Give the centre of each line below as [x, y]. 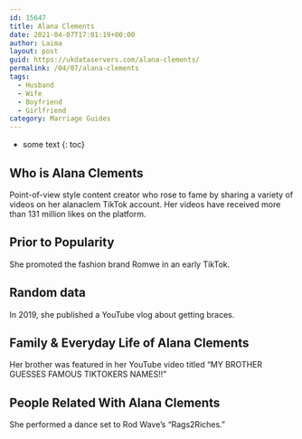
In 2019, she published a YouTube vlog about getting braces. [122, 314]
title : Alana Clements [52, 26]
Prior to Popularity [62, 242]
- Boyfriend [40, 102]
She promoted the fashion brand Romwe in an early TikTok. [120, 264]
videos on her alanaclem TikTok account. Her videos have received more [145, 204]
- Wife [30, 93]
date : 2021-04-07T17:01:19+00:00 [72, 34]
